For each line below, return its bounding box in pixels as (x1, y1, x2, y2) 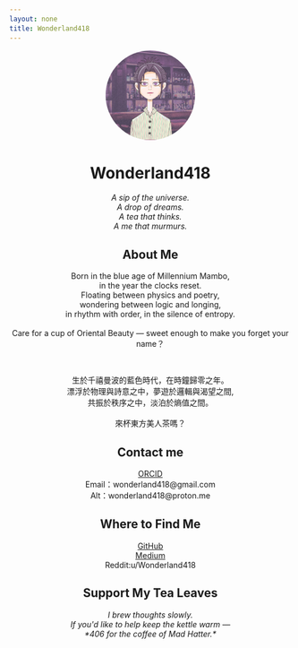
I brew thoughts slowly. (107, 609, 193, 620)
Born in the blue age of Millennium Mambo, (71, 271, 230, 281)
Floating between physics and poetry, (81, 289, 220, 300)
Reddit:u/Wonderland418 (104, 559, 197, 570)
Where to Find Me (99, 516, 201, 532)
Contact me (116, 445, 184, 460)
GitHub (137, 540, 164, 551)
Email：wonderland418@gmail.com (84, 480, 217, 490)
